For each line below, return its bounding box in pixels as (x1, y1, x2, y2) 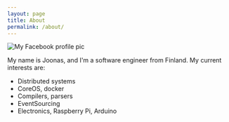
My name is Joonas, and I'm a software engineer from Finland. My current (7, 56, 222, 65)
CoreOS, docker (17, 85, 65, 93)
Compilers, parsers (17, 92, 73, 100)
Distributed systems (17, 77, 76, 86)
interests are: (7, 64, 46, 72)
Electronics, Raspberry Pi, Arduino (17, 107, 117, 116)
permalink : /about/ (7, 23, 65, 30)
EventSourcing (17, 100, 60, 108)
